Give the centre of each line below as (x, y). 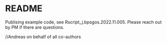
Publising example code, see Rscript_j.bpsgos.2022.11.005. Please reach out (83, 22)
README (24, 9)
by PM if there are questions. (35, 27)
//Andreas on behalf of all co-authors (43, 37)
